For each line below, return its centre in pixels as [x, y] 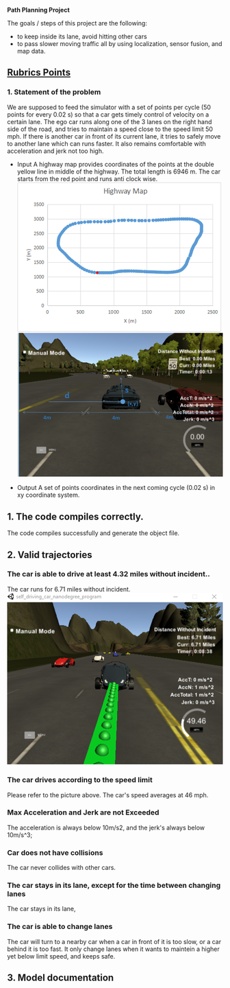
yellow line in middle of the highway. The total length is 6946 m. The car [119, 172]
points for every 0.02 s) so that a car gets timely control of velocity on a [108, 114]
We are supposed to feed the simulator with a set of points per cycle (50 [109, 107]
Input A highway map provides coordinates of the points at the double [115, 164]
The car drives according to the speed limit [80, 780]
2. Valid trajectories [50, 555]
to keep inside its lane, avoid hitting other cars [82, 36]
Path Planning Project [38, 10]
